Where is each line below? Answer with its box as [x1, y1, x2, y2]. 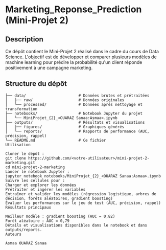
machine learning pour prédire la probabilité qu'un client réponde [5, 59, 143, 65]
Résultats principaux [5, 204, 52, 210]
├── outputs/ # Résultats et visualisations [5, 120, 145, 125]
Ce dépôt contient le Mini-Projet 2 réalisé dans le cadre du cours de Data [5, 49, 159, 54]
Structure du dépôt [5, 79, 67, 88]
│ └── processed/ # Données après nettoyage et [5, 102, 143, 107]
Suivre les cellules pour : [5, 178, 65, 183]
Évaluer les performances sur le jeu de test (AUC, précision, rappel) [5, 200, 161, 206]
